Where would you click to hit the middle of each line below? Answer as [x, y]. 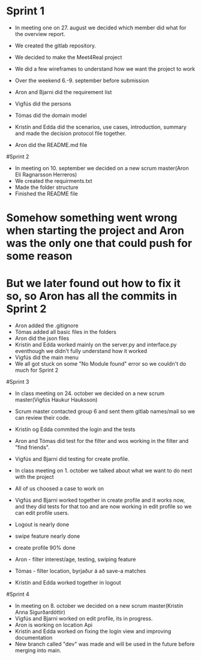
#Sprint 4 [18, 594]
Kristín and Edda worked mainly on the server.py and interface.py [96, 345]
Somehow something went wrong [92, 218]
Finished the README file [46, 194]
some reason [39, 256]
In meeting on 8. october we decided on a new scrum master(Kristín [99, 606]
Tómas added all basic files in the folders [66, 332]
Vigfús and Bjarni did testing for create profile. [72, 459]
